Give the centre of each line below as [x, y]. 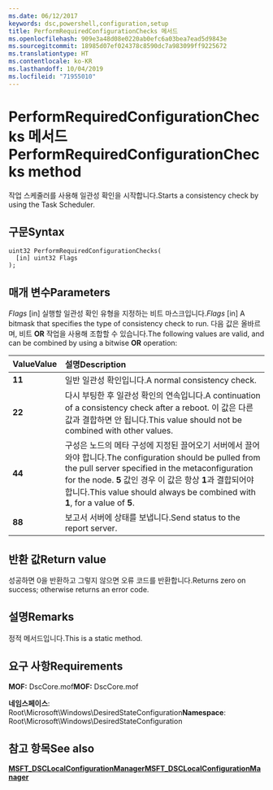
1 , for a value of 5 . [100, 503]
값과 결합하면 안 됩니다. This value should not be [153, 420]
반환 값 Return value [58, 559]
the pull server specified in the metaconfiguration [159, 469]
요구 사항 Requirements [66, 667]
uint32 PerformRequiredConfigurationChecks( [85, 251]
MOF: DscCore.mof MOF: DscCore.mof [74, 686]
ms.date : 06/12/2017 [43, 16]
